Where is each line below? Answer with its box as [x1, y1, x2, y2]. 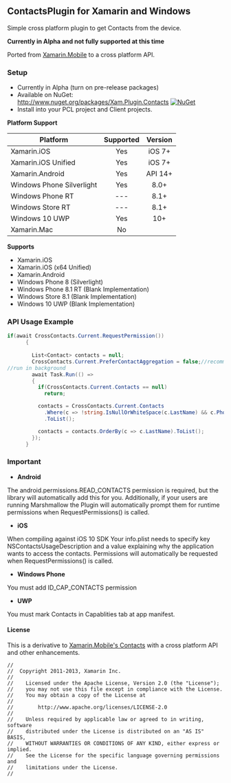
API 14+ [146, 169, 173, 178]
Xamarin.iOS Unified [10, 158, 76, 167]
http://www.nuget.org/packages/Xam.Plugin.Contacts [16, 98, 169, 106]
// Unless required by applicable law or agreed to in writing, [7, 716, 205, 722]
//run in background [7, 364, 67, 371]
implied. [7, 746, 32, 753]
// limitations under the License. [7, 764, 118, 771]
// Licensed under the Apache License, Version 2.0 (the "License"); [7, 680, 220, 687]
